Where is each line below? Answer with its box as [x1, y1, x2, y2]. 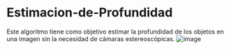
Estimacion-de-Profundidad [6, 5, 173, 21]
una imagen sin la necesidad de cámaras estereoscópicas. [6, 34, 175, 42]
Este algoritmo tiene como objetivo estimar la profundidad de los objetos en [6, 27, 225, 36]
